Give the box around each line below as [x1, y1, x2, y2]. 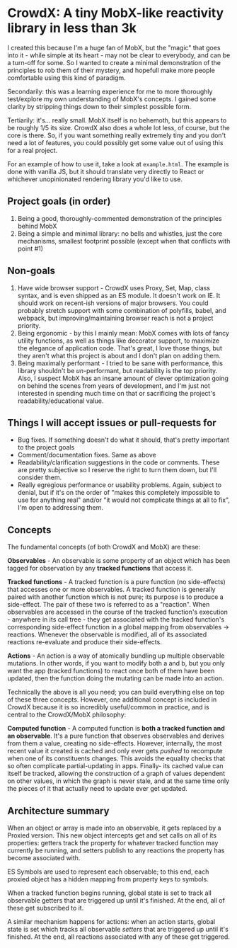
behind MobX [17, 222, 57, 230]
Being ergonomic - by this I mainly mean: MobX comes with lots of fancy [17, 329, 230, 337]
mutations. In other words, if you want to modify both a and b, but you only [7, 659, 225, 668]
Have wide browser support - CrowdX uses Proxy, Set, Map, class [17, 283, 211, 292]
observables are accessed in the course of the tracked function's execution [7, 607, 228, 617]
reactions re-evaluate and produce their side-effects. [7, 638, 163, 646]
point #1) [17, 244, 44, 253]
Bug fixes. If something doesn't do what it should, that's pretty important [17, 435, 230, 444]
